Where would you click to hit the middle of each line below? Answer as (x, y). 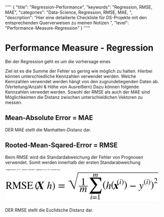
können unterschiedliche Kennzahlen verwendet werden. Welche (70, 76)
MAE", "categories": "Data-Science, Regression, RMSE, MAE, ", (69, 12)
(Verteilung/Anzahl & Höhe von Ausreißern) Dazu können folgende (72, 87)
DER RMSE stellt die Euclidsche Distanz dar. (49, 210)
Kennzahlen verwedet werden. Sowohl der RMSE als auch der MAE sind (78, 92)
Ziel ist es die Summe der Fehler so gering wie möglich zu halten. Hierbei (79, 71)
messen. (14, 102)
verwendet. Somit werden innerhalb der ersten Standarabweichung (73, 162)
